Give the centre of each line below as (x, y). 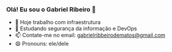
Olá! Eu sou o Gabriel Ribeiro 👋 (51, 9)
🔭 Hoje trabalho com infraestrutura (58, 22)
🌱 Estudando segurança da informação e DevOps (76, 28)
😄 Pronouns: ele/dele (42, 44)
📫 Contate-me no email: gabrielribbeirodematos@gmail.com (90, 35)
